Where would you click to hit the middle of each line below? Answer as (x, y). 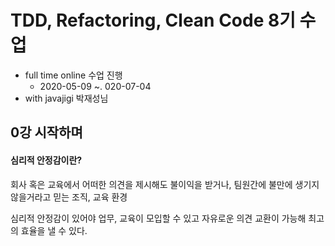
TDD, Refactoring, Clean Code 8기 (153, 20)
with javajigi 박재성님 (66, 98)
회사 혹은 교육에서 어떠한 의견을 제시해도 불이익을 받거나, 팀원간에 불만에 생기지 (165, 184)
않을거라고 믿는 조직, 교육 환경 (69, 197)
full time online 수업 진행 (73, 75)
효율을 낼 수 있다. (54, 230)
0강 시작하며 (46, 132)
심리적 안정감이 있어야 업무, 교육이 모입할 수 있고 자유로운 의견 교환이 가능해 (158, 218)
